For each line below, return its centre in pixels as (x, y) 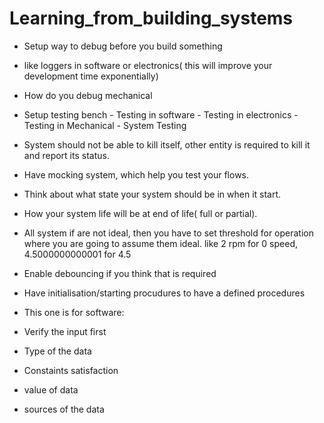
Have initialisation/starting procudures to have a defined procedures (164, 293)
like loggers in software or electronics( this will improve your (148, 65)
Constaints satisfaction (71, 370)
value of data (51, 389)
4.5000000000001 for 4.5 (77, 254)
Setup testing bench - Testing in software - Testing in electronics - (161, 114)
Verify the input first (65, 331)
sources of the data (64, 409)
